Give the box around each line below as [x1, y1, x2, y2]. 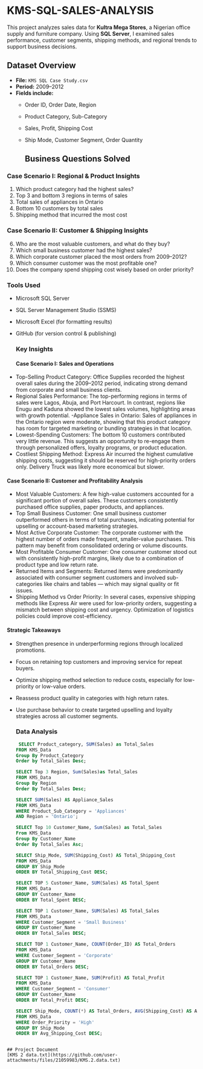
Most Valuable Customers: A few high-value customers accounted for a [15, 490, 194, 498]
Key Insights [15, 345, 54, 353]
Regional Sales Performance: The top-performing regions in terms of [15, 392, 187, 400]
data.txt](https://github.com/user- [25, 1052, 118, 1058]
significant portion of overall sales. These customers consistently [15, 497, 178, 504]
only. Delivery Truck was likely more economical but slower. [15, 463, 165, 470]
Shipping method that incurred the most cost [15, 211, 127, 218]
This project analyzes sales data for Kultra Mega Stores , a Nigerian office [7, 24, 191, 31]
